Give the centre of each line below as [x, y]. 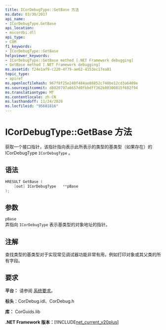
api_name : [15, 19]
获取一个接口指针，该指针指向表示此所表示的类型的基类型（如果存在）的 [79, 147]
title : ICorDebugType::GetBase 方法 [42, 10]
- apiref [14, 79]
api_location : [20, 28]
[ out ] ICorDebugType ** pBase [46, 186]
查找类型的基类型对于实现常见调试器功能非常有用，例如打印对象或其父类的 [81, 254]
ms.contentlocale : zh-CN [31, 97]
